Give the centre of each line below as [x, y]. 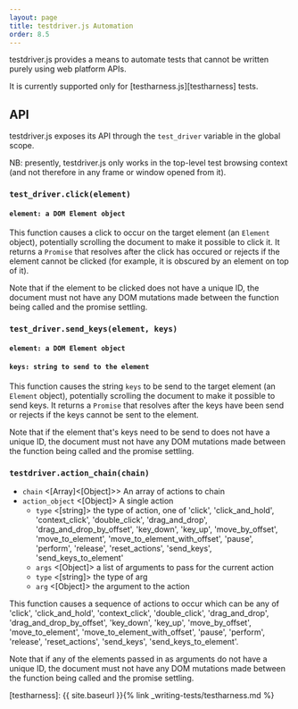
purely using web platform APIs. [68, 69]
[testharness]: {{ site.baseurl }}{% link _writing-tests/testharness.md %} [142, 696]
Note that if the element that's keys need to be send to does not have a [140, 432]
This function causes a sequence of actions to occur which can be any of [144, 603]
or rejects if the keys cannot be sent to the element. [104, 415]
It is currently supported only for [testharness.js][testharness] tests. [134, 87]
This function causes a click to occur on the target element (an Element [140, 232]
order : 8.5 [29, 34]
